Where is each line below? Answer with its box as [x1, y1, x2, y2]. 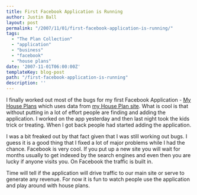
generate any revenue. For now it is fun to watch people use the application [6, 175, 190, 183]
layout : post [6, 19, 38, 25]
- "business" [11, 47, 44, 53]
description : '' [6, 80, 46, 86]
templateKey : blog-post [6, 69, 65, 75]
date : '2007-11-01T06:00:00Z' [6, 63, 81, 70]
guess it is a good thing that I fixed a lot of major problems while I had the [6, 139, 185, 146]
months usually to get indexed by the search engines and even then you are [6, 152, 191, 158]
